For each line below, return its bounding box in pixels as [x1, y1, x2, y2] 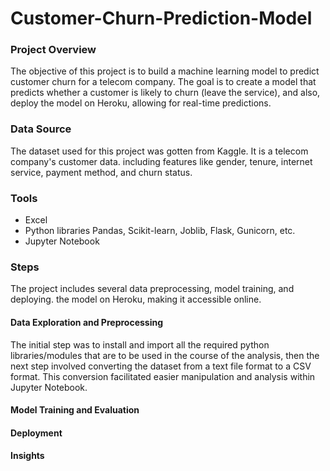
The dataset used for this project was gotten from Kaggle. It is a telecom [10, 145, 309, 157]
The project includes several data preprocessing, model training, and [10, 283, 295, 295]
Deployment [10, 427, 63, 439]
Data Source [10, 122, 72, 136]
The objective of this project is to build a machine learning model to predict [10, 65, 320, 77]
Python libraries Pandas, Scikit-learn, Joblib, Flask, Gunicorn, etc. [24, 225, 296, 237]
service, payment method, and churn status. [10, 166, 193, 178]
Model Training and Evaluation [10, 404, 140, 416]
